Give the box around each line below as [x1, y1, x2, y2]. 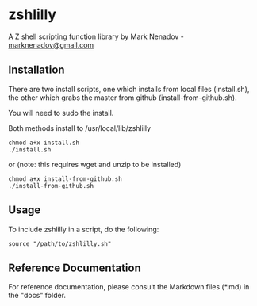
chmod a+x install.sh [8, 139, 80, 147]
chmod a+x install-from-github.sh [8, 174, 123, 183]
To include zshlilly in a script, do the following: [8, 224, 159, 234]
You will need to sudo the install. [8, 108, 114, 117]
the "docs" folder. [8, 291, 66, 300]
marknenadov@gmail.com [8, 40, 94, 49]
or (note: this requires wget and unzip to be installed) [8, 159, 182, 169]
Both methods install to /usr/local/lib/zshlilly [8, 123, 152, 132]
